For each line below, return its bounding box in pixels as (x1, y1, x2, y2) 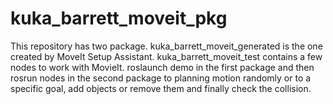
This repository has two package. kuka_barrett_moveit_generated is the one (10, 40, 323, 52)
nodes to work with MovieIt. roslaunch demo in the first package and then (10, 61, 315, 73)
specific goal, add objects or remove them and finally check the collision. (10, 82, 312, 94)
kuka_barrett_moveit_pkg (10, 7, 228, 30)
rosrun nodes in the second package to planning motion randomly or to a (10, 72, 312, 84)
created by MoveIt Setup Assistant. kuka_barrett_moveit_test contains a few (10, 50, 323, 62)
